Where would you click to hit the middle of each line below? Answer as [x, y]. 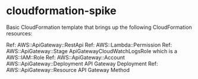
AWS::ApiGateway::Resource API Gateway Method [68, 70]
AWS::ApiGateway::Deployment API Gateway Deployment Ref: [82, 64]
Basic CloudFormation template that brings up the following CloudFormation [99, 27]
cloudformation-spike [62, 11]
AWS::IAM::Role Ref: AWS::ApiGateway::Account [65, 57]
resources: [19, 33]
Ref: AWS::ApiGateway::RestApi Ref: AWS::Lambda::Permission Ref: [89, 45]
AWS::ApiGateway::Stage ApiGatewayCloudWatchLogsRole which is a [92, 51]
